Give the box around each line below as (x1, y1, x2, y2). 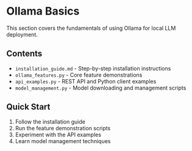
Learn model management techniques (15, 137, 111, 144)
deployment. (6, 30, 38, 38)
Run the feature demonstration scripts (15, 124, 111, 132)
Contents (6, 49, 43, 59)
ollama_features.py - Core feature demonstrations (15, 71, 143, 79)
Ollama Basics (6, 4, 80, 18)
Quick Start (6, 102, 51, 112)
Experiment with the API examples (15, 131, 102, 138)
